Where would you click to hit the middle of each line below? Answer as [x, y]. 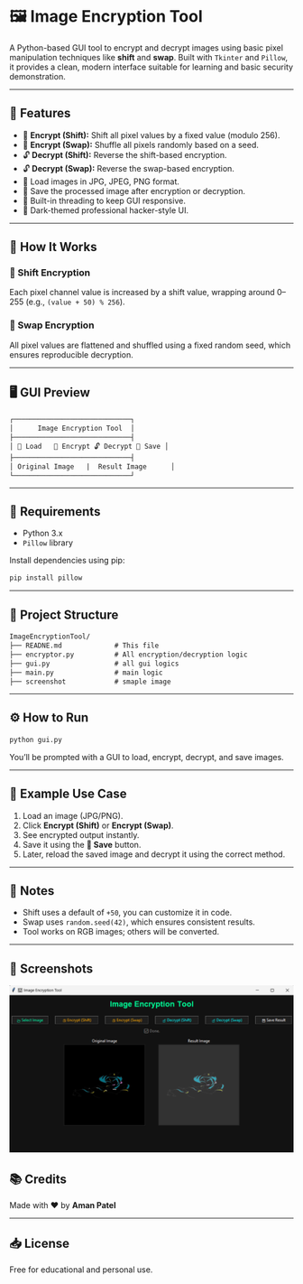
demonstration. [37, 76]
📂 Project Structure [64, 614]
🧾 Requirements [55, 512]
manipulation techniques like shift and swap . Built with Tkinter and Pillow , [149, 57]
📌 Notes [32, 891]
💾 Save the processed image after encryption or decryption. [134, 191]
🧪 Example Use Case [69, 794]
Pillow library [48, 543]
